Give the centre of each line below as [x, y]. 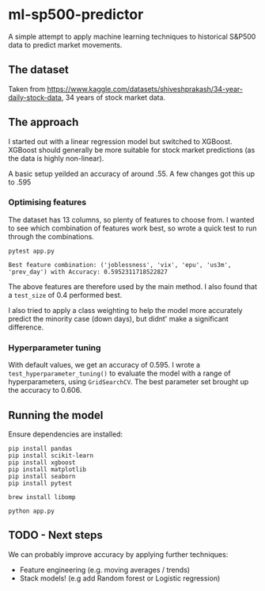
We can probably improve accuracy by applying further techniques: [118, 554]
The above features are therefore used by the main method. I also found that [133, 286]
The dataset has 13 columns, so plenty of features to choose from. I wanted [131, 219]
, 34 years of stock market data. [114, 97]
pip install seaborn [42, 476]
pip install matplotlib [47, 469]
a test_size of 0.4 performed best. [65, 295]
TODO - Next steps [55, 535]
